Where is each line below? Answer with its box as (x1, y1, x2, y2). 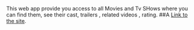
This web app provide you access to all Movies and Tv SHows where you (6, 5, 189, 12)
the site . (6, 18, 27, 24)
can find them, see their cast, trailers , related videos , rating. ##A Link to (6, 11, 188, 18)
